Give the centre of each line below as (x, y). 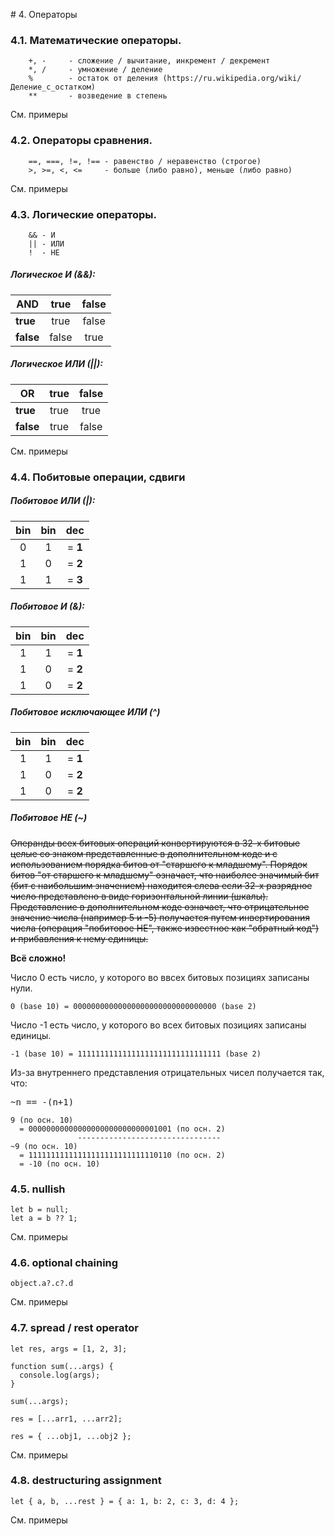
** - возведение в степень (98, 96)
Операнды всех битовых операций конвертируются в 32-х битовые (155, 843)
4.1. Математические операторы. (96, 40)
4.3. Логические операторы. (83, 214)
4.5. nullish (38, 1189)
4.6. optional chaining (64, 1262)
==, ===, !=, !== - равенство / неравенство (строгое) (145, 161)
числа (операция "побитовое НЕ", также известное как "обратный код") (165, 928)
